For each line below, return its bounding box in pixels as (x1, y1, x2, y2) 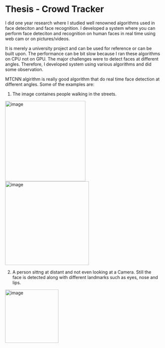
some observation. (5, 66, 44, 72)
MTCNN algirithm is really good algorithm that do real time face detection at (5, 76, 160, 82)
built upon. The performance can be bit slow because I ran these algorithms (5, 51, 160, 57)
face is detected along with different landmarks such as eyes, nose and (12, 274, 159, 280)
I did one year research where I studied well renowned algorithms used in (5, 20, 155, 26)
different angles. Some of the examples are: (5, 81, 95, 87)
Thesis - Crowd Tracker (5, 3, 104, 15)
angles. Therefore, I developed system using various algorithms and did (5, 61, 152, 67)
